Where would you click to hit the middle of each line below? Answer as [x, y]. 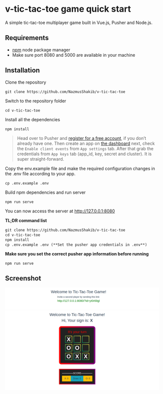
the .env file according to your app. [40, 174]
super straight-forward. [41, 159]
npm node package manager [41, 49]
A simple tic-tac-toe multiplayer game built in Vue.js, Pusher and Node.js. [79, 23]
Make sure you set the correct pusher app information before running [77, 254]
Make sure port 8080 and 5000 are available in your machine [74, 55]
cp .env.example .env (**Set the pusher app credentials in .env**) [76, 245]
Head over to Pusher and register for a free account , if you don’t [81, 138]
